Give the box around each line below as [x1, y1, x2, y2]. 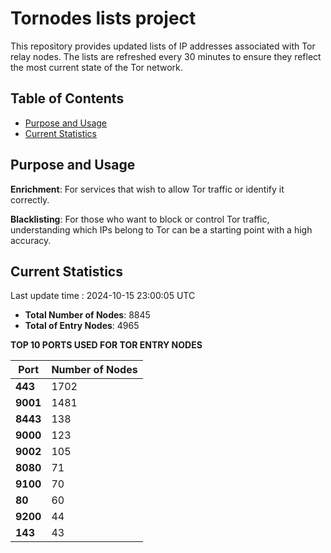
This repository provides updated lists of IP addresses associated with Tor [10, 40, 316, 52]
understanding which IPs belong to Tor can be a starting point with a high [10, 223, 313, 236]
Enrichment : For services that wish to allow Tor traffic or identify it [10, 183, 285, 195]
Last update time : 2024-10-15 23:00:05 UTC [10, 290, 196, 302]
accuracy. [10, 234, 52, 246]
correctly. [10, 193, 50, 206]
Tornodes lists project [10, 7, 197, 30]
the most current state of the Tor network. [10, 61, 183, 73]
